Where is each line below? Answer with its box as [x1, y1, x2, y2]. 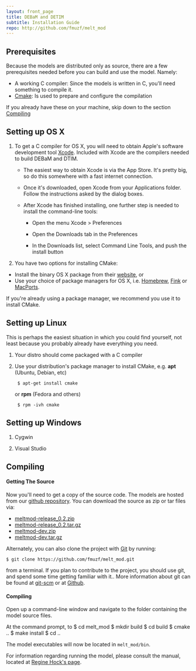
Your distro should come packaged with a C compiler [14, 351, 143, 358]
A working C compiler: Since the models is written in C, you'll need [14, 80, 176, 87]
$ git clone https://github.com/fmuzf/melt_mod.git [6, 557, 135, 562]
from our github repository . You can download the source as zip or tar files [6, 497, 186, 505]
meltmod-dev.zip [14, 528, 56, 535]
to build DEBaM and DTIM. [14, 155, 78, 162]
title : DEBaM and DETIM [6, 14, 64, 20]
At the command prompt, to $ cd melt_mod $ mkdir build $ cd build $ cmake [6, 623, 190, 630]
